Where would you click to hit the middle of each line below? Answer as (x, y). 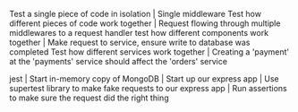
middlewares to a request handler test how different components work (139, 33)
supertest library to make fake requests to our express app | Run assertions (149, 88)
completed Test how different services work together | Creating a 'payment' (149, 52)
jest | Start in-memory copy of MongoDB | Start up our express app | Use (144, 79)
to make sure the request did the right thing (89, 98)
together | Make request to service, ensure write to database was (130, 42)
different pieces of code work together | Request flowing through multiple (145, 23)
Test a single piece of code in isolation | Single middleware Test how (136, 14)
